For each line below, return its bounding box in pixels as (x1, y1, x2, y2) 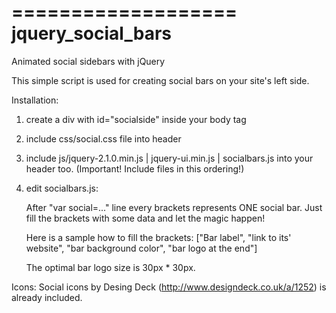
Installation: (11, 94, 59, 106)
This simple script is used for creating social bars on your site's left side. (11, 74, 310, 86)
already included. (11, 291, 83, 303)
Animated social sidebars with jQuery (11, 55, 166, 67)
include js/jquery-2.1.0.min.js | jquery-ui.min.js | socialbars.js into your (25, 152, 314, 164)
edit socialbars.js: (25, 182, 99, 194)
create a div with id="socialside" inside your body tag (25, 113, 247, 125)
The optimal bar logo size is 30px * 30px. (25, 261, 196, 273)
